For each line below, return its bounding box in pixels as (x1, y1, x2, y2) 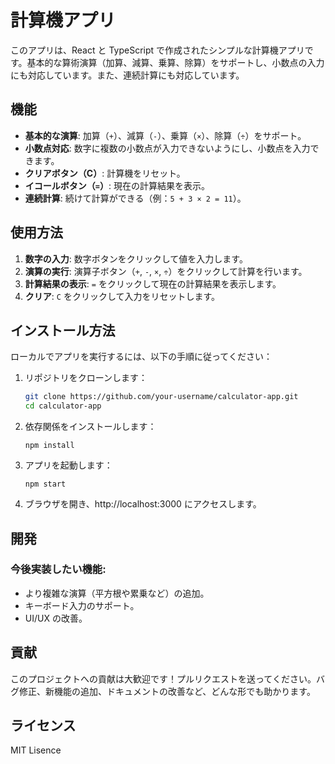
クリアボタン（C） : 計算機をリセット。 (24, 167, 186, 179)
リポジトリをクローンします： (24, 372, 148, 384)
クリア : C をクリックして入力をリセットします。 (24, 290, 221, 302)
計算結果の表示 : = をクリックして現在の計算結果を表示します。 (24, 277, 282, 290)
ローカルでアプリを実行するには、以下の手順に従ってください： (10, 351, 273, 363)
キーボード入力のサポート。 (24, 599, 140, 611)
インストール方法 (10, 322, 116, 339)
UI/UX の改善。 (24, 612, 88, 624)
